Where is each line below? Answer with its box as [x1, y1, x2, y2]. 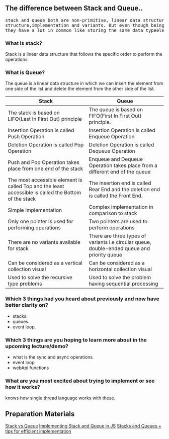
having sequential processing [89, 280, 158, 287]
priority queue [89, 251, 122, 258]
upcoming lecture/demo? [5, 342, 69, 349]
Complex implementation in [89, 204, 153, 211]
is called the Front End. [89, 192, 143, 199]
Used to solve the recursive [8, 274, 73, 281]
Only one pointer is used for [8, 218, 74, 225]
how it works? [5, 383, 40, 390]
